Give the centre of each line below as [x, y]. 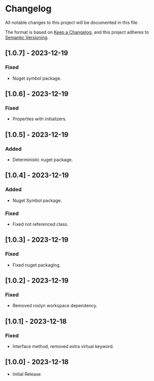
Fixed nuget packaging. [37, 265]
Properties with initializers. [39, 119]
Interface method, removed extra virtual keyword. [63, 347]
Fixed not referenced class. [40, 224]
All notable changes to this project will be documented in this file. [72, 22]
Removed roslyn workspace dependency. [55, 306]
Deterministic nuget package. [42, 160]
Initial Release [27, 374]
